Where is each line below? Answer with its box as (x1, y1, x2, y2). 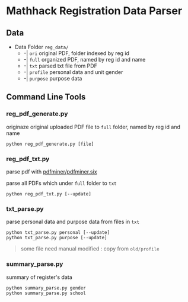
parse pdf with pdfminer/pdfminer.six (6, 168, 97, 175)
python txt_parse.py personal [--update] (6, 230, 110, 236)
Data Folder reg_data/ (14, 43, 69, 50)
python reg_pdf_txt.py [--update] (6, 191, 92, 197)
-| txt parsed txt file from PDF (23, 62, 98, 69)
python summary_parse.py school (6, 290, 86, 296)
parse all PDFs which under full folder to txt (6, 179, 117, 187)
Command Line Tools (6, 92, 86, 102)
